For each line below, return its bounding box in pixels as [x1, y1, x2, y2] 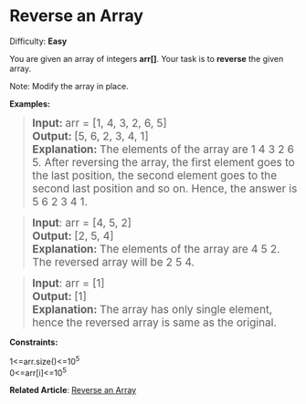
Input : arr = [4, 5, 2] [31, 215, 132, 230]
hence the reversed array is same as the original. [31, 316, 277, 329]
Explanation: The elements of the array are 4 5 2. [31, 242, 280, 256]
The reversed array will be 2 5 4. [31, 254, 195, 269]
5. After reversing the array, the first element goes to [31, 155, 295, 170]
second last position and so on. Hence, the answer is [31, 181, 298, 196]
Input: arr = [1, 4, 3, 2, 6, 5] [31, 116, 167, 130]
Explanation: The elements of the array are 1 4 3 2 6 [31, 142, 295, 156]
